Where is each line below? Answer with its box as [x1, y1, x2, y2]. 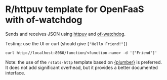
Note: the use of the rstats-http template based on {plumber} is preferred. [5, 59, 162, 65]
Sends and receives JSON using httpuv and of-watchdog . [5, 31, 126, 37]
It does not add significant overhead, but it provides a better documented [5, 64, 158, 70]
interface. [5, 69, 25, 76]
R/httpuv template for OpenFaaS [5, 4, 144, 15]
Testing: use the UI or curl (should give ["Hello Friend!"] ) [5, 40, 128, 46]
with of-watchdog [5, 14, 82, 26]
